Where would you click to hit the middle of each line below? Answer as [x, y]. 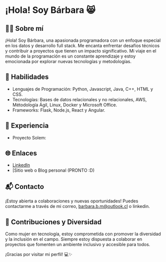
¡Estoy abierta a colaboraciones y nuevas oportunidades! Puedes [72, 201]
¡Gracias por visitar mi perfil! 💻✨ [39, 255]
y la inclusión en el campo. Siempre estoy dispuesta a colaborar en [74, 239]
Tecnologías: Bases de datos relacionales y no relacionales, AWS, [80, 99]
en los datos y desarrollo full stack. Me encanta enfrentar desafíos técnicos [83, 46]
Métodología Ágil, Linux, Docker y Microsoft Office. [65, 105]
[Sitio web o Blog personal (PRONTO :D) [53, 170]
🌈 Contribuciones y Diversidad [53, 222]
